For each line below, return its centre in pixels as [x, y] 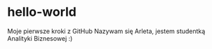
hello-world [42, 12]
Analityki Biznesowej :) [40, 38]
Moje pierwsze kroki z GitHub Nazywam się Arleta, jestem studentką [106, 31]
